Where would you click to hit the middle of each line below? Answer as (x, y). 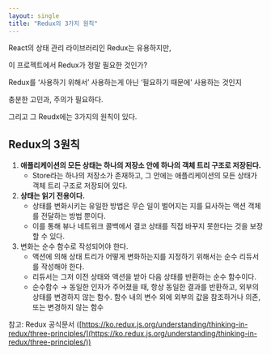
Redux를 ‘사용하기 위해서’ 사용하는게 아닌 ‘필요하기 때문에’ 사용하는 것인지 (125, 82)
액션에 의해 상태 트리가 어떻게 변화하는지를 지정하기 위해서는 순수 (135, 257)
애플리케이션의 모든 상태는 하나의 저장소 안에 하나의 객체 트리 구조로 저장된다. (140, 165)
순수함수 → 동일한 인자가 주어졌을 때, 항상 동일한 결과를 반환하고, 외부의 (145, 287)
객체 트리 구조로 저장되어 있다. (80, 186)
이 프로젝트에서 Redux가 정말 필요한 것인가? (78, 65)
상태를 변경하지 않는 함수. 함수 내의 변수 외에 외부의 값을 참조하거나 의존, (146, 297)
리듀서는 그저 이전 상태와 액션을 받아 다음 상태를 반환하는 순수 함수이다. (144, 277)
